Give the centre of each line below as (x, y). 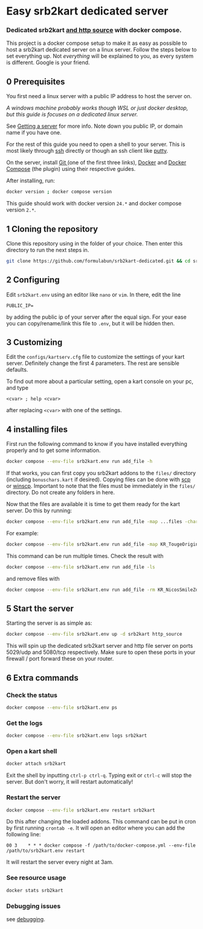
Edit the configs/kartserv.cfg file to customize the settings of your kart (95, 357)
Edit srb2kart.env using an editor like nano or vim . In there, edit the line (94, 295)
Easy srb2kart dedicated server (87, 11)
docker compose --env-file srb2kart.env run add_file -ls (81, 567)
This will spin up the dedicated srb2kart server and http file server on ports (100, 646)
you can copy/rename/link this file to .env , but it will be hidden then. (91, 323)
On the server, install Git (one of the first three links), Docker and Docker (96, 162)
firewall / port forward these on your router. (60, 659)
